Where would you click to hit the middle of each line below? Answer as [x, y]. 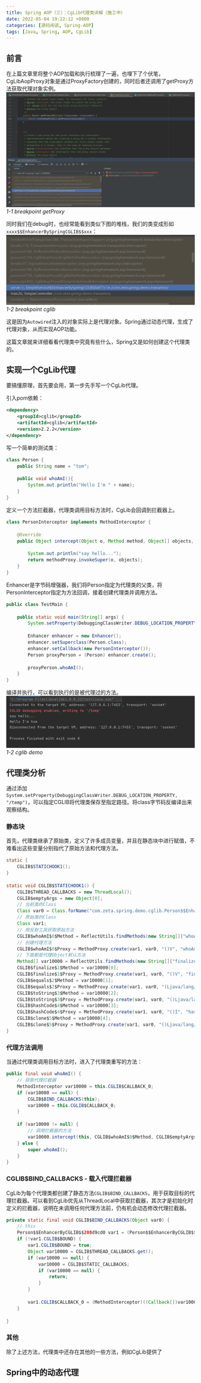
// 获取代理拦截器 [37, 1080]
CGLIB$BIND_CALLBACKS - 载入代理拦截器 [69, 1179]
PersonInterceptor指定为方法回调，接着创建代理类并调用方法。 [83, 592]
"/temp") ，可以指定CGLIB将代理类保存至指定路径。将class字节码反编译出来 [99, 802]
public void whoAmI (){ [45, 479]
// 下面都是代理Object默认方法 [51, 955]
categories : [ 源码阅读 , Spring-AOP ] [50, 25]
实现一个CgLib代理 [41, 370]
